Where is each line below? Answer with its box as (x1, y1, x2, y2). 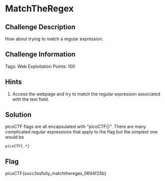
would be (5, 134, 24, 140)
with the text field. (12, 96, 49, 102)
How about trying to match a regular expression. (5, 36, 104, 42)
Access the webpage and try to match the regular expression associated (12, 91, 161, 97)
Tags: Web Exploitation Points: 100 (5, 63, 76, 69)
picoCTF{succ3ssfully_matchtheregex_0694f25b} (5, 171, 107, 177)
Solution (5, 111, 32, 119)
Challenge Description (5, 23, 76, 31)
